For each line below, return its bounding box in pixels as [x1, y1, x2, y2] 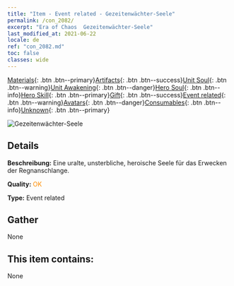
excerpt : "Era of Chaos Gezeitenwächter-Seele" [7, 23, 153, 30]
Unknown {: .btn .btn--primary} [21, 105, 110, 114]
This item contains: [7, 253, 94, 265]
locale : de [7, 37, 40, 44]
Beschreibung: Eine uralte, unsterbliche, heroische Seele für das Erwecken [7, 158, 228, 167]
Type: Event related [7, 193, 65, 202]
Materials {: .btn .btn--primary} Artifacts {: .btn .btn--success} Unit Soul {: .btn [7, 76, 228, 84]
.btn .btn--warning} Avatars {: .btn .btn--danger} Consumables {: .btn [7, 98, 203, 107]
